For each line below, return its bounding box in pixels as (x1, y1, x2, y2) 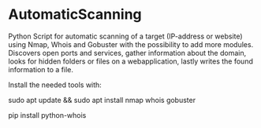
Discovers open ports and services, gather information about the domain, (8, 48, 247, 57)
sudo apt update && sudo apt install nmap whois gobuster (8, 95, 196, 104)
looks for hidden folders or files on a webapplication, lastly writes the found (8, 57, 254, 66)
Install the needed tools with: (8, 80, 103, 90)
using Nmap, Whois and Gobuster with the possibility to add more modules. (8, 39, 254, 49)
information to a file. (8, 64, 73, 74)
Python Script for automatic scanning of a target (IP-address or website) (8, 31, 243, 41)
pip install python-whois (8, 110, 87, 119)
